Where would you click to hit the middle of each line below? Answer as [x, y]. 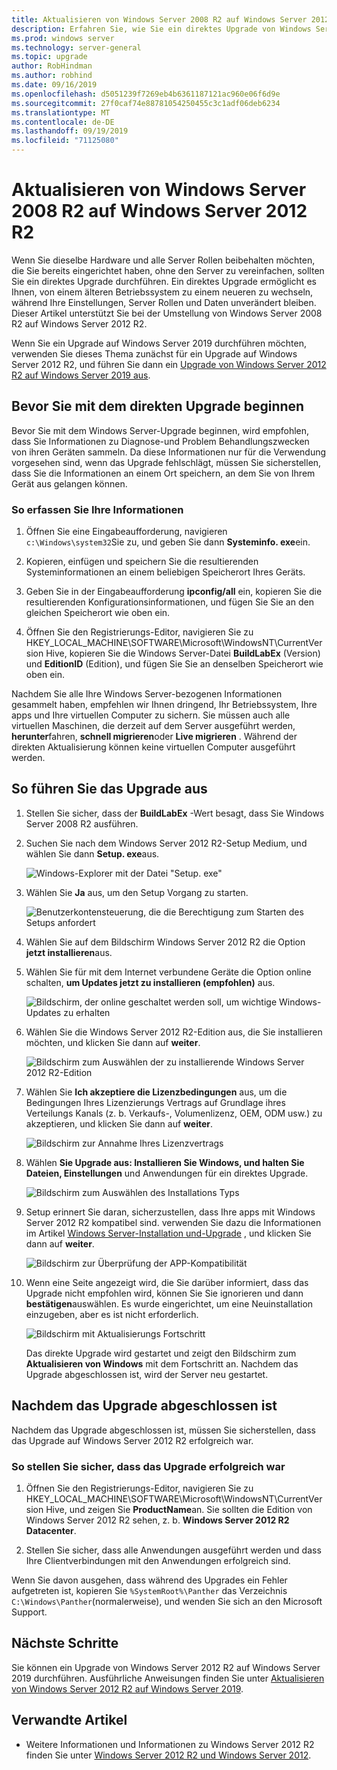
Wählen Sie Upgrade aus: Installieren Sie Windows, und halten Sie [165, 1162]
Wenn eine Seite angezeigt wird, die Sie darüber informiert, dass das [167, 1282]
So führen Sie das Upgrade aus [109, 789]
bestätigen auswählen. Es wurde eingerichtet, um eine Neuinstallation [169, 1303]
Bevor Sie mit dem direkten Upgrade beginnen [158, 406]
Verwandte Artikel [69, 1720]
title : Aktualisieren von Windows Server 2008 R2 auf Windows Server [159, 19]
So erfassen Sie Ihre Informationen [97, 509]
